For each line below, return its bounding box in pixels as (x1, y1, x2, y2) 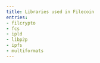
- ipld (6, 31, 23, 37)
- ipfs (6, 43, 23, 49)
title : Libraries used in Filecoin (6, 8, 95, 15)
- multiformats (6, 48, 44, 54)
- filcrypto (6, 20, 36, 26)
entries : (6, 14, 28, 20)
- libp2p (6, 37, 28, 43)
